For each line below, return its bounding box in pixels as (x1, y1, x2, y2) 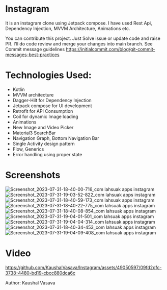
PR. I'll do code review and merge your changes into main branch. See (5, 40, 153, 46)
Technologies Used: (5, 69, 92, 81)
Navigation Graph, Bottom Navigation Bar (12, 135, 99, 141)
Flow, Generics (12, 146, 44, 152)
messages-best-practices (5, 52, 60, 58)
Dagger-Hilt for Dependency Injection (12, 97, 92, 103)
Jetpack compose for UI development (12, 103, 93, 109)
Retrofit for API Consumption (12, 108, 73, 114)
